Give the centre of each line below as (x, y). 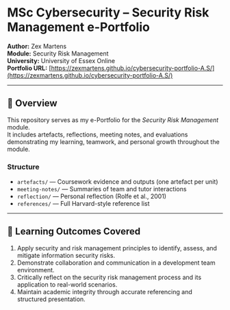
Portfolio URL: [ (29, 68)
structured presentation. (51, 299)
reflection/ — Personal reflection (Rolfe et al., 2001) (91, 196)
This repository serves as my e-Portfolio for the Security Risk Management (113, 120)
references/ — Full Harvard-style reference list (83, 204)
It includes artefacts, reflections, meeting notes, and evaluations (98, 134)
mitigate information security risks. (66, 255)
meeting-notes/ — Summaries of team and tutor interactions (102, 189)
